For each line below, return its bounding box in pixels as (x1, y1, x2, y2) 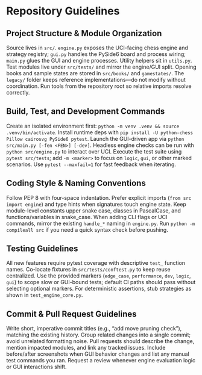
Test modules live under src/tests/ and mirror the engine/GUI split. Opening (6, 63, 197, 70)
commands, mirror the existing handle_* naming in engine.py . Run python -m (6, 220, 195, 227)
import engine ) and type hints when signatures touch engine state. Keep (6, 200, 187, 208)
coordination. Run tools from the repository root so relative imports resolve (6, 82, 192, 90)
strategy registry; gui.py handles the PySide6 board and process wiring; (6, 51, 186, 58)
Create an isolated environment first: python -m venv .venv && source (6, 122, 180, 129)
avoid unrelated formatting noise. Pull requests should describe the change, (6, 338, 195, 345)
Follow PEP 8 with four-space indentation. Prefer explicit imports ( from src (6, 194, 192, 201)
